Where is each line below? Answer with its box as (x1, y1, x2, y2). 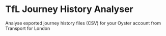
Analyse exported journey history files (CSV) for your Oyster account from (5, 20, 161, 26)
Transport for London (5, 25, 50, 31)
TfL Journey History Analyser (5, 3, 133, 15)
